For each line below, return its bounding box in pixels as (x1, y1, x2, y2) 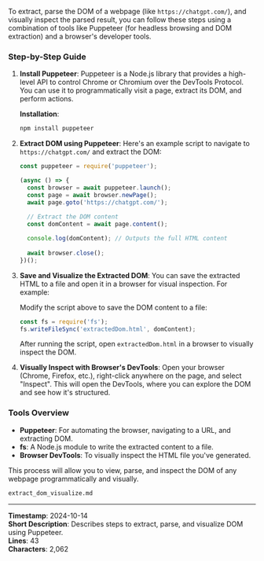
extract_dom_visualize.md (8, 489, 93, 497)
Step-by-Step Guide (8, 51, 86, 62)
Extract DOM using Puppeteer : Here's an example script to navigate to (19, 139, 250, 148)
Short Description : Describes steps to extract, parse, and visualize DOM (8, 519, 244, 529)
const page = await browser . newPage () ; (27, 191, 158, 199)
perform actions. (19, 94, 74, 104)
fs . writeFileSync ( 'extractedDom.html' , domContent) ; (19, 325, 196, 333)
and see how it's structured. (19, 388, 111, 398)
